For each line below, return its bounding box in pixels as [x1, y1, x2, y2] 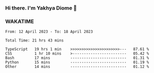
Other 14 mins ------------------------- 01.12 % [5, 64, 149, 69]
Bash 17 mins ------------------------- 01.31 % [5, 55, 149, 60]
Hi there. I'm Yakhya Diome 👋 [5, 4, 77, 11]
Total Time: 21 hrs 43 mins [5, 38, 64, 43]
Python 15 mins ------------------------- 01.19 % [5, 60, 149, 65]
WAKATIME [5, 17, 34, 24]
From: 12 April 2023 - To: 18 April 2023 [5, 29, 93, 34]
